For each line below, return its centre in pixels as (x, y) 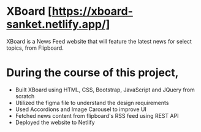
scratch (25, 96)
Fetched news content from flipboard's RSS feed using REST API (97, 115)
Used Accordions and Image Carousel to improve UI (81, 109)
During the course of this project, (93, 73)
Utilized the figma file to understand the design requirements (92, 103)
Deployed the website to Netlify (55, 122)
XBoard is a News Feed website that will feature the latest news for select (99, 41)
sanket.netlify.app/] (58, 24)
